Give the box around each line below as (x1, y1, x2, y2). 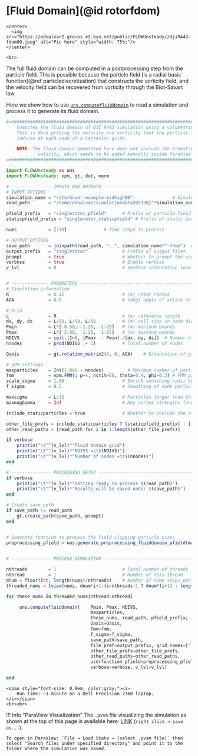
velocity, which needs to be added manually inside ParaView (37, 151, 192, 157)
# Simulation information (6, 286, 70, 292)
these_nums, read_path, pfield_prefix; (90, 615, 189, 621)
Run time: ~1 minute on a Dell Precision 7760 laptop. (16, 691, 154, 697)
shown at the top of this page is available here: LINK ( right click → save (6, 717, 184, 725)
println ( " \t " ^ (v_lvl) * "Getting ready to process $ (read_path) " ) (16, 480, 178, 486)
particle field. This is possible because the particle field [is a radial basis (6, 71, 181, 78)
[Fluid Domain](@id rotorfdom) (6, 4, 160, 18)
